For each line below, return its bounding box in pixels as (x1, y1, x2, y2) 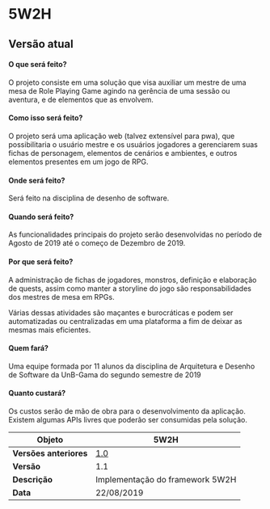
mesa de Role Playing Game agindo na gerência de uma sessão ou (8, 86, 230, 95)
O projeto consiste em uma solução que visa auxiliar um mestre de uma (8, 78, 247, 87)
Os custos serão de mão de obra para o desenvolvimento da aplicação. (8, 406, 247, 416)
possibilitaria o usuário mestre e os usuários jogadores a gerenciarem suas (8, 139, 259, 149)
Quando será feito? (8, 212, 74, 221)
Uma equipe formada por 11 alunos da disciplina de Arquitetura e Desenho (8, 361, 255, 371)
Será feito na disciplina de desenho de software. (8, 193, 170, 203)
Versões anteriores (12, 448, 88, 459)
